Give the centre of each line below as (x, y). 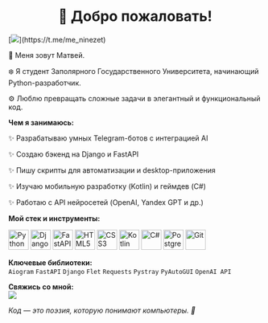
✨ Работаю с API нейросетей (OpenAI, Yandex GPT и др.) (106, 202)
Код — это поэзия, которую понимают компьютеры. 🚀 (102, 310)
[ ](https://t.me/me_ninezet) (57, 39)
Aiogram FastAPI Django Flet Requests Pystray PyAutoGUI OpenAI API (120, 272)
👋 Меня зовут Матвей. (47, 55)
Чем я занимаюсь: (41, 122)
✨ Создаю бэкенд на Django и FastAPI (74, 154)
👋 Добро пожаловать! (135, 16)
